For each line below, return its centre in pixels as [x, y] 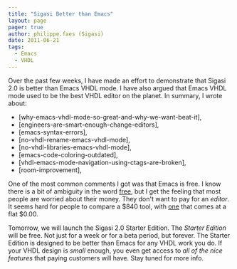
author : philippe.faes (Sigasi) [56, 34]
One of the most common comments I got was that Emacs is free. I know [115, 184]
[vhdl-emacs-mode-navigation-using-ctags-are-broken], [102, 162]
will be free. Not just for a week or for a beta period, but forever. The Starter [119, 235]
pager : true [26, 27]
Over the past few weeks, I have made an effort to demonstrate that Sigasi [117, 80]
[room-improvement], [50, 170]
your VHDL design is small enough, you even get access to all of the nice [115, 250]
